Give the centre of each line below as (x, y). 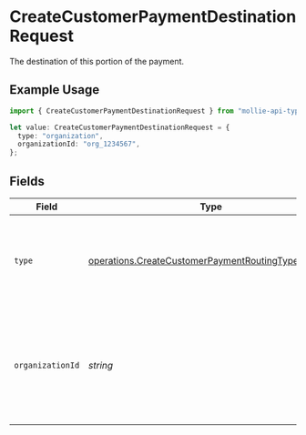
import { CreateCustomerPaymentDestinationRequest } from (122, 111)
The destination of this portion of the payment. (97, 61)
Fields (27, 181)
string (101, 365)
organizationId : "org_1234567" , (79, 144)
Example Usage (55, 90)
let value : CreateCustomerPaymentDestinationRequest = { (120, 127)
